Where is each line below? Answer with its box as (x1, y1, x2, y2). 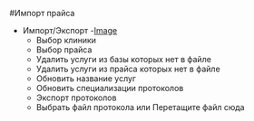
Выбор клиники (35, 35, 97, 45)
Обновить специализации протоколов (35, 83, 184, 93)
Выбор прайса (35, 44, 93, 55)
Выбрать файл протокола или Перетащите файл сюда (35, 102, 245, 112)
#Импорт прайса (9, 8, 75, 18)
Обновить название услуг (35, 73, 136, 84)
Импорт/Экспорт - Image (22, 25, 118, 35)
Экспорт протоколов (35, 92, 117, 103)
